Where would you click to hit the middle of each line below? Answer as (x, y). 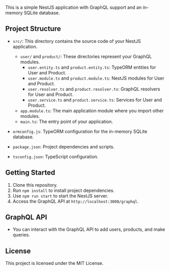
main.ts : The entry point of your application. (67, 121)
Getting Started (30, 173)
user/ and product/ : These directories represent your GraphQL (86, 56)
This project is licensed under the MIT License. (54, 263)
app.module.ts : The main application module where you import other (92, 110)
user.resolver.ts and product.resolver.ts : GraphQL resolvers (94, 89)
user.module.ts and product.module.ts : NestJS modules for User (96, 78)
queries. (21, 235)
